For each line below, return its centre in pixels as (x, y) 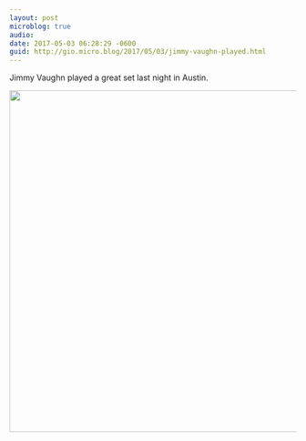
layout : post (34, 18)
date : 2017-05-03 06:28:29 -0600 (73, 43)
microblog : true (40, 26)
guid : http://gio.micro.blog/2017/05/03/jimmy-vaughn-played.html (138, 52)
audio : (22, 35)
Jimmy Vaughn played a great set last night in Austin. (109, 77)
